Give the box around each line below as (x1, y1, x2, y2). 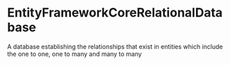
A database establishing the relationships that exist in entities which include (7, 42, 223, 50)
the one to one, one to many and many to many (7, 50, 142, 58)
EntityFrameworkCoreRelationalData (7, 5, 223, 21)
